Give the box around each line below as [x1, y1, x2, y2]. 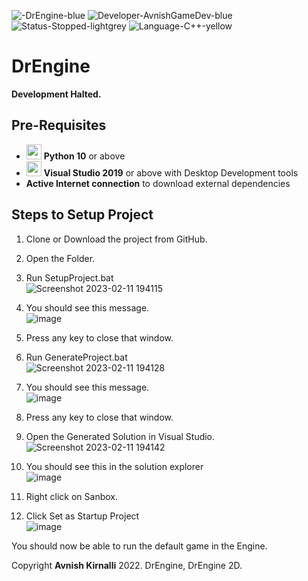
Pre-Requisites [11, 117, 107, 134]
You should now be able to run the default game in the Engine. [11, 540, 268, 552]
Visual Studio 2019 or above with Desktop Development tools [43, 166, 299, 179]
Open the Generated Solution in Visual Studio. [25, 430, 216, 442]
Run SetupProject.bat [25, 271, 114, 284]
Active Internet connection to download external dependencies [25, 177, 291, 189]
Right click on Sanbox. [25, 490, 119, 502]
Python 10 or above [43, 150, 126, 162]
